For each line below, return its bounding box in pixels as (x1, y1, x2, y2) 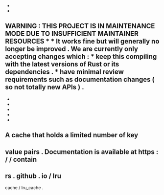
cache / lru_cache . (5, 185, 44, 191)
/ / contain (5, 155, 37, 164)
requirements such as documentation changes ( (5, 75, 155, 84)
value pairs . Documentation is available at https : (5, 148, 159, 156)
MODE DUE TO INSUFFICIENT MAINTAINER (5, 30, 139, 38)
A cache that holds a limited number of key (5, 131, 139, 139)
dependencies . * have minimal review (5, 68, 124, 76)
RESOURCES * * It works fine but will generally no (5, 37, 160, 45)
